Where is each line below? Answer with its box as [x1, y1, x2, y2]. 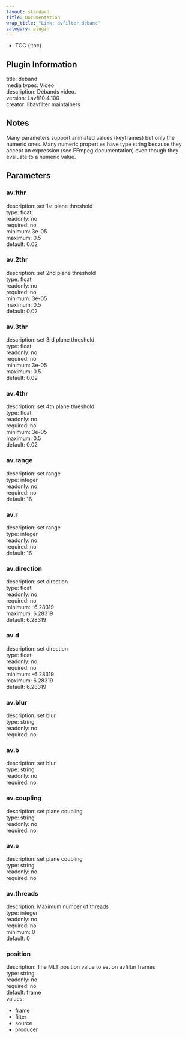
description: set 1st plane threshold [6, 202, 93, 209]
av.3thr [6, 322, 28, 331]
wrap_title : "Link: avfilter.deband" [6, 20, 101, 26]
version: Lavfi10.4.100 [6, 94, 60, 102]
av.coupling [6, 794, 42, 802]
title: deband [6, 76, 38, 83]
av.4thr [6, 390, 28, 398]
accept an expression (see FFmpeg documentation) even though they [6, 146, 179, 154]
